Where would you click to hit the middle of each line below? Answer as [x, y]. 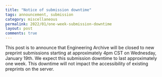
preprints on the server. [30, 69]
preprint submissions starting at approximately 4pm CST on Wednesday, [81, 53]
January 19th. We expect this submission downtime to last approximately [81, 58]
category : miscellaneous [31, 19]
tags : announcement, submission [39, 15]
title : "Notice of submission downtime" [49, 10]
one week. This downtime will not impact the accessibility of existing [77, 64]
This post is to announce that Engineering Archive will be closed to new [80, 48]
